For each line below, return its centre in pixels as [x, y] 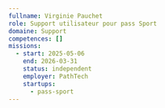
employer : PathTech [56, 76]
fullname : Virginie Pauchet [56, 16]
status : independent [57, 69]
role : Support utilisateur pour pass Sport [83, 24]
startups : [40, 84]
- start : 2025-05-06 [50, 54]
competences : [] [36, 39]
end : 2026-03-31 [51, 62]
